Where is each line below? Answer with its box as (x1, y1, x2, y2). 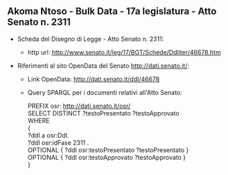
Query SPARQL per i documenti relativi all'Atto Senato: (27, 88, 182, 96)
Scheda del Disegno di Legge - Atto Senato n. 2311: (17, 35, 164, 43)
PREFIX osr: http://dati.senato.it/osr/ (27, 102, 131, 110)
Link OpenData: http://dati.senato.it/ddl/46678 (27, 75, 160, 83)
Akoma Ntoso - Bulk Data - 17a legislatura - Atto (7, 6, 217, 17)
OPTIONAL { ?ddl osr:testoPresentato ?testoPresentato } (27, 145, 189, 154)
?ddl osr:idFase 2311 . (27, 138, 89, 147)
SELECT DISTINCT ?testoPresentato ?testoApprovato (27, 109, 180, 117)
